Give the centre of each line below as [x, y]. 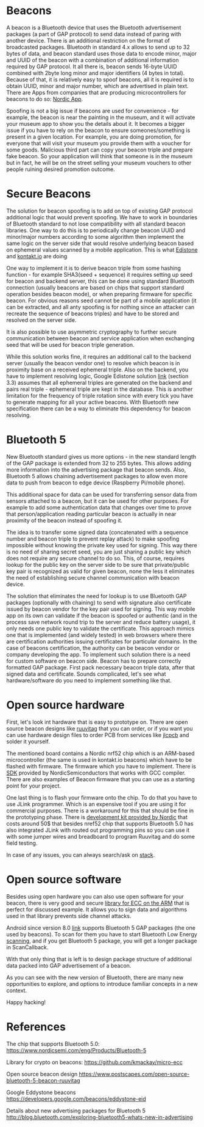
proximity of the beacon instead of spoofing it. [65, 520]
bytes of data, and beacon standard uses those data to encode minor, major [101, 53]
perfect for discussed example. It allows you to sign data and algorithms [97, 909]
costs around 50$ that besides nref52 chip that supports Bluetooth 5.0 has [100, 823]
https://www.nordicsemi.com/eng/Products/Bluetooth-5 [76, 1050]
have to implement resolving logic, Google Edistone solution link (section [97, 376]
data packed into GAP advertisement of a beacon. [69, 965]
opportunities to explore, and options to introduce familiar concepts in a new [102, 983]
